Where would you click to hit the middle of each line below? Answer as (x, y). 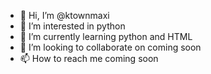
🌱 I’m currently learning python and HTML (106, 36)
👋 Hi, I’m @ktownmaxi (64, 15)
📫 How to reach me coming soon (89, 58)
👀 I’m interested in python (72, 26)
